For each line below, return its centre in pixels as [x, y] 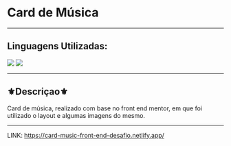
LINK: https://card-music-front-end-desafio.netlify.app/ [86, 135]
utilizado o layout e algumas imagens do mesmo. [76, 115]
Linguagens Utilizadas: [57, 46]
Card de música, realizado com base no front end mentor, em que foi [105, 108]
